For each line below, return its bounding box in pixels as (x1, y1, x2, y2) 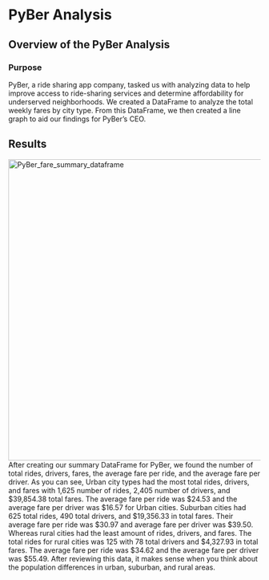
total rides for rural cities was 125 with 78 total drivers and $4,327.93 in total (8, 537, 259, 546)
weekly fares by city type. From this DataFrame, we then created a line (8, 105, 242, 115)
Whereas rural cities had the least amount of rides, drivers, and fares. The (8, 528, 252, 537)
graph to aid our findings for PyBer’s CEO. (8, 114, 147, 124)
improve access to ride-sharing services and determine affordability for (8, 88, 244, 98)
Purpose (8, 62, 42, 73)
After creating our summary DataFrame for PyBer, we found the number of (8, 460, 254, 469)
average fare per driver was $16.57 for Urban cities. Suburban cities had (8, 502, 247, 512)
